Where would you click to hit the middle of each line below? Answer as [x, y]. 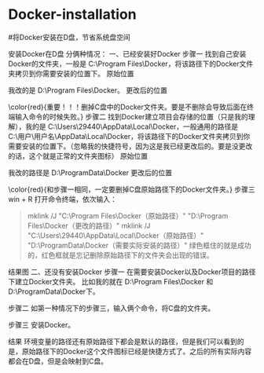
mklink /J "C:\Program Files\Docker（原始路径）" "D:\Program [128, 216]
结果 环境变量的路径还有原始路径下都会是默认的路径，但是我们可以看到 [123, 341]
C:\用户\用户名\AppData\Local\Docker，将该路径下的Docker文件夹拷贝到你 [129, 136]
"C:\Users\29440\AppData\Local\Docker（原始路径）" [115, 235]
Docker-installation [72, 15]
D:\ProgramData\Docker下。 [54, 291]
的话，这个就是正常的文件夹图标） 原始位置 [78, 155]
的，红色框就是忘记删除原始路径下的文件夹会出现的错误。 [120, 255]
